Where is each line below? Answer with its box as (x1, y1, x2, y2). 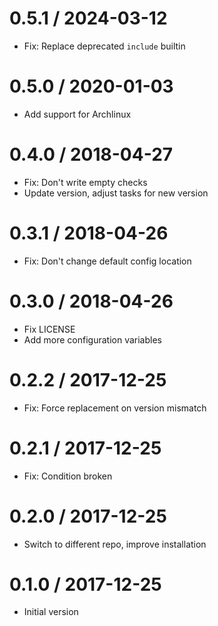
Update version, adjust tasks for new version (23, 187, 209, 199)
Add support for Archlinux (23, 108, 132, 120)
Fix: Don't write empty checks (23, 176, 148, 188)
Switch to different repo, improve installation (23, 538, 207, 550)
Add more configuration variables (23, 333, 162, 346)
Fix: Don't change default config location (23, 255, 192, 267)
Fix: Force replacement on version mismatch (23, 402, 207, 414)
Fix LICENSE (23, 323, 76, 335)
